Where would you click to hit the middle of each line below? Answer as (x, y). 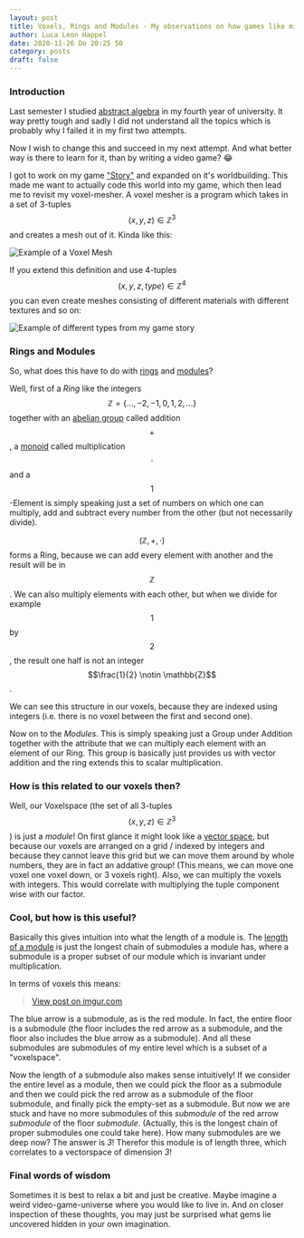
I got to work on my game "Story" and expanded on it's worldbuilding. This (149, 175)
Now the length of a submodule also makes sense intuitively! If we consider (150, 1075)
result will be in (38, 564)
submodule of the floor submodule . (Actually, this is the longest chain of (144, 1123)
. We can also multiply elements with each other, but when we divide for (143, 594)
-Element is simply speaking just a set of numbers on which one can (137, 502)
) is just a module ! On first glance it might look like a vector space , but (139, 836)
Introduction (37, 92)
